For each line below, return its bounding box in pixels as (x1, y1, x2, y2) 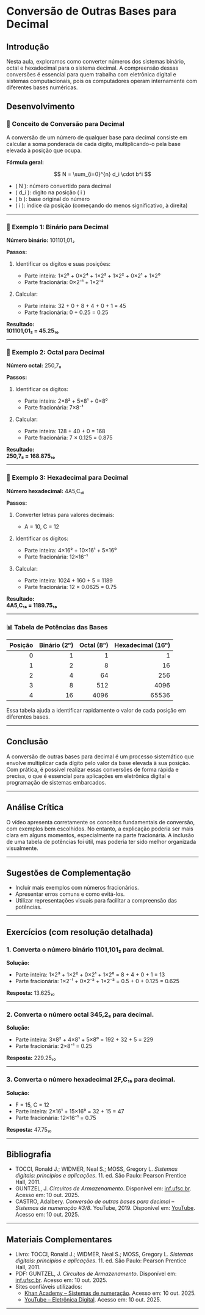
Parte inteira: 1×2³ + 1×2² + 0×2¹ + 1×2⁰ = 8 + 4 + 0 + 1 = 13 (15, 971, 165, 978)
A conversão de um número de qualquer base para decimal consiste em (6, 133, 188, 141)
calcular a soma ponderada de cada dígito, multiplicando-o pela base (6, 140, 181, 147)
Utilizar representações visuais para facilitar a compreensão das (15, 897, 177, 904)
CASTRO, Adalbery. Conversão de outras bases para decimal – (15, 1198, 175, 1205)
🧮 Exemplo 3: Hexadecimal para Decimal (6, 474, 128, 482)
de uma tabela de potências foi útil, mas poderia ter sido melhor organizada (6, 838, 196, 845)
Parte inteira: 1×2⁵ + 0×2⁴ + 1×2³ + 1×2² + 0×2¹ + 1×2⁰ (24, 272, 160, 279)
